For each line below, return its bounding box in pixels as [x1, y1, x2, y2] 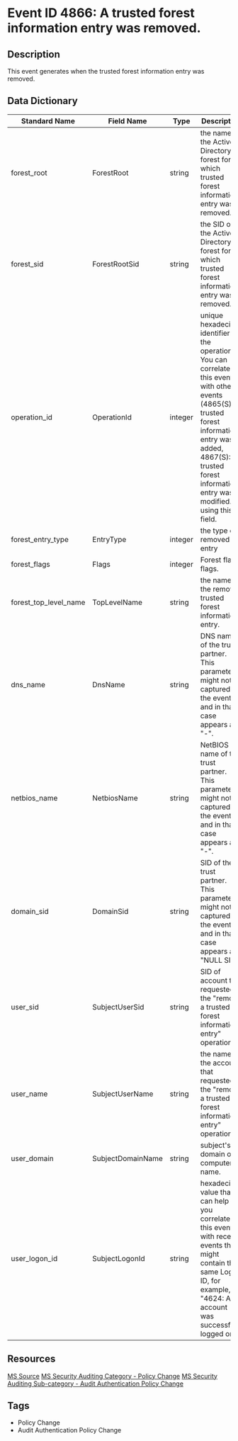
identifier [200, 328, 230, 338]
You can [200, 354, 228, 364]
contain [200, 1258, 225, 1267]
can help [200, 1196, 229, 1206]
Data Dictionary [7, 95, 78, 107]
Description [7, 48, 60, 60]
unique [200, 310, 224, 320]
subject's [200, 1140, 232, 1150]
